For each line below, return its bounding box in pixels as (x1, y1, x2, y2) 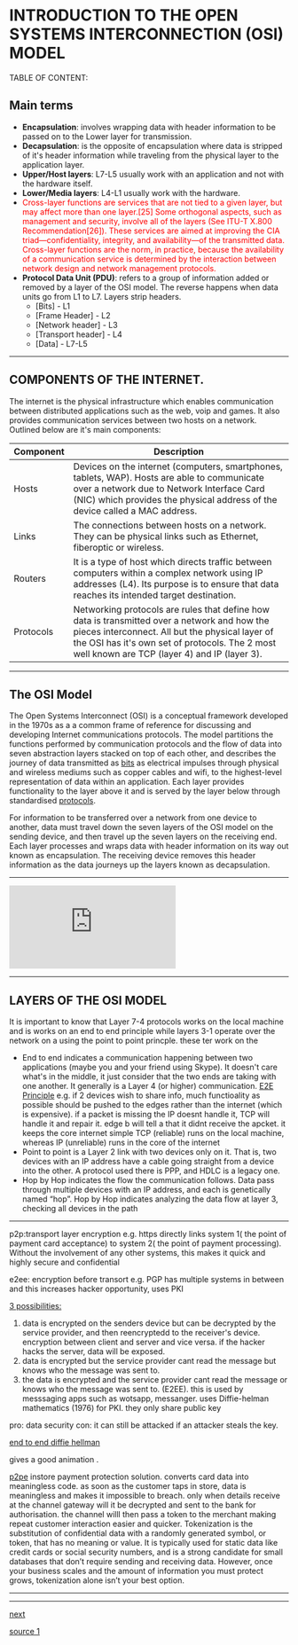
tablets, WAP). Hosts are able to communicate (73, 471, 264, 483)
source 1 (9, 1626, 40, 1637)
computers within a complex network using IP (73, 567, 263, 579)
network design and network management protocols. (21, 262, 216, 273)
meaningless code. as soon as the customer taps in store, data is (9, 1481, 247, 1492)
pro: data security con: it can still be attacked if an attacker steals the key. (9, 1420, 279, 1430)
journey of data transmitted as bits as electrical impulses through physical (9, 757, 279, 768)
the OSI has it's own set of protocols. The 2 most (73, 636, 277, 648)
